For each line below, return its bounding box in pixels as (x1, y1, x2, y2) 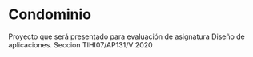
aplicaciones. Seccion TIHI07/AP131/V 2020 (8, 40, 154, 49)
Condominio (8, 6, 92, 24)
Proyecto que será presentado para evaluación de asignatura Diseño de (8, 32, 246, 41)
